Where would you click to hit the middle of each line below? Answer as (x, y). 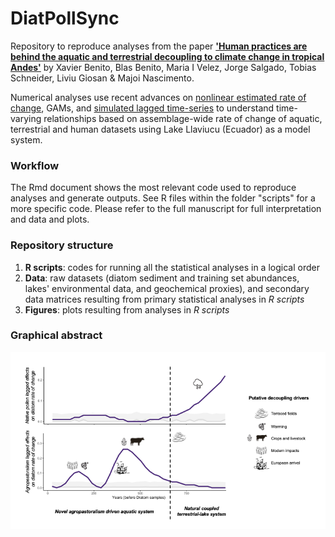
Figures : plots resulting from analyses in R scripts (127, 309)
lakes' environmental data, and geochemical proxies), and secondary (167, 288)
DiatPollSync (65, 18)
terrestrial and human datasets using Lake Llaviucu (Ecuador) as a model (160, 129)
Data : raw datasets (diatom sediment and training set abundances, (162, 278)
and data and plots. (50, 219)
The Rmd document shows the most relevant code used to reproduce (153, 188)
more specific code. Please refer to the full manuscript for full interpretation (166, 209)
